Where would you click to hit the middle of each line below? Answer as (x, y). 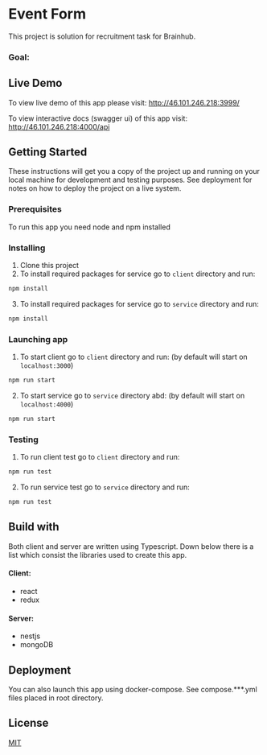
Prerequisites (35, 209)
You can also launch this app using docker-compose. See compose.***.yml (133, 689)
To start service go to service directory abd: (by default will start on (132, 396)
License (29, 723)
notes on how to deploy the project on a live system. (95, 188)
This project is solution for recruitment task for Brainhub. (102, 36)
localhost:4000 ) (47, 404)
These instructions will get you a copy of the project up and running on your (134, 171)
